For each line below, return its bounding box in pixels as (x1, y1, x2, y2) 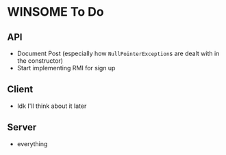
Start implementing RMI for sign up (16, 64, 116, 72)
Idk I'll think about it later (16, 102, 87, 110)
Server (7, 122, 37, 133)
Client (7, 83, 34, 96)
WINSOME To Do (7, 4, 104, 20)
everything (16, 139, 48, 147)
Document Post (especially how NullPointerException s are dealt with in (16, 49, 220, 57)
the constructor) (16, 57, 64, 65)
